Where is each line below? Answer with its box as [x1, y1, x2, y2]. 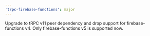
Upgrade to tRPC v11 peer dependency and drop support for [5, 20, 126, 26]
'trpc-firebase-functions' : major [5, 7, 75, 12]
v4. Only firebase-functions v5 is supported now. [25, 25, 123, 31]
